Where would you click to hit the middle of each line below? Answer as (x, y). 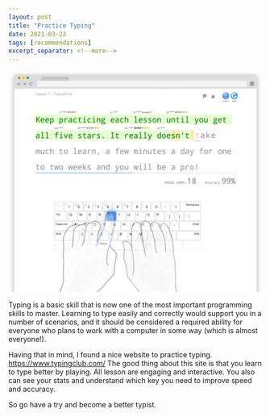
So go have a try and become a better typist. (83, 405)
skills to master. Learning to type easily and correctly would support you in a (135, 314)
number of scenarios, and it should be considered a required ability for (126, 322)
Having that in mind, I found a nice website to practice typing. (110, 355)
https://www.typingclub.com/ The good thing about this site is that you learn (135, 364)
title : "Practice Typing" (52, 25)
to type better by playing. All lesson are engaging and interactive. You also (132, 372)
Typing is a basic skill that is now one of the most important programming (130, 305)
